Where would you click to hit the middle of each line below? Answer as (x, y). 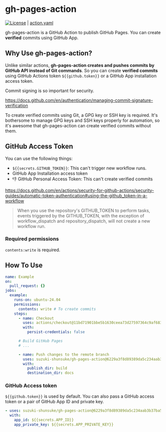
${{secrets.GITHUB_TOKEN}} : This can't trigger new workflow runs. (79, 168)
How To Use (24, 265)
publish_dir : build (47, 368)
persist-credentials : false (56, 332)
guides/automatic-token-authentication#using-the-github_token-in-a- (76, 195)
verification (17, 106)
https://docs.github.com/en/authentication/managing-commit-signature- (79, 100)
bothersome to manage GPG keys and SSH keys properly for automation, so (83, 120)
